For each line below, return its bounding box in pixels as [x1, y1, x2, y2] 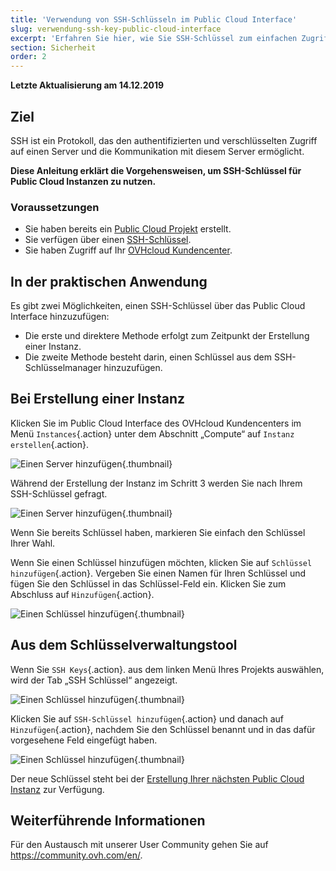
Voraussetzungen [10, 200, 100, 214]
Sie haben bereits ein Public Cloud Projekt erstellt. [24, 223, 232, 235]
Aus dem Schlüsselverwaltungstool [10, 637, 238, 654]
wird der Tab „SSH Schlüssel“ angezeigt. [10, 674, 178, 686]
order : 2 [10, 52, 47, 62]
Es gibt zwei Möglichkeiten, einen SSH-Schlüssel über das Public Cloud [10, 300, 306, 312]
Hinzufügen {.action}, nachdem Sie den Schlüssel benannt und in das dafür [10, 723, 316, 735]
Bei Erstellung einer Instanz [10, 391, 186, 408]
